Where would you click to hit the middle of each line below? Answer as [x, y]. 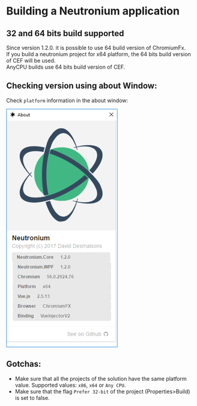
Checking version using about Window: [82, 86]
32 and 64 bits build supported [65, 33]
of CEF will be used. [31, 61]
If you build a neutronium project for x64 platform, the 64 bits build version [98, 54]
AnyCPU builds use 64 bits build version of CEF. [66, 67]
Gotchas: [24, 364]
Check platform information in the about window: [67, 100]
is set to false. [32, 398]
